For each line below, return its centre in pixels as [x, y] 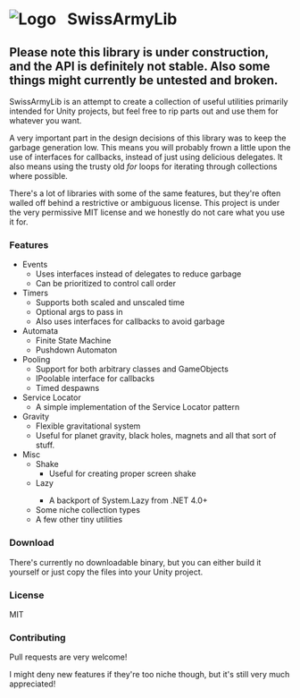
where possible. [39, 176]
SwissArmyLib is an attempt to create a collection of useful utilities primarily [149, 102]
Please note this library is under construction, [139, 52]
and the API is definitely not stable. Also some [140, 66]
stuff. [45, 445]
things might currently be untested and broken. [144, 80]
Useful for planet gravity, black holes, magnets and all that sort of [156, 436]
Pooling [36, 360]
